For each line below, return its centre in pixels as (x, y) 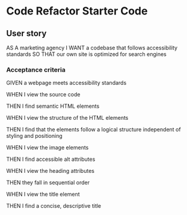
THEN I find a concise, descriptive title (54, 206)
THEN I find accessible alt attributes (51, 159)
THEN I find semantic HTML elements (53, 106)
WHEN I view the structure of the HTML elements (67, 118)
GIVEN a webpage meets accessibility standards (66, 83)
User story (26, 33)
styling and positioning (35, 136)
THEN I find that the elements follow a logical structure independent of (94, 129)
